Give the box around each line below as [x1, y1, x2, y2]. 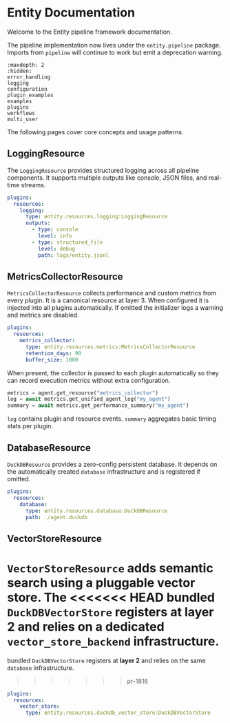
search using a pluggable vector [7, 575, 196, 590]
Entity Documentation [7, 5, 136, 21]
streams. [21, 180, 46, 189]
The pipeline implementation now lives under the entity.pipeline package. [7, 41, 222, 49]
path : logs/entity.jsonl [37, 251, 109, 259]
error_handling [7, 74, 51, 81]
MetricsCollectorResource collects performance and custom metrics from [7, 289, 217, 297]
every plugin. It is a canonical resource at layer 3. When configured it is [7, 296, 209, 304]
